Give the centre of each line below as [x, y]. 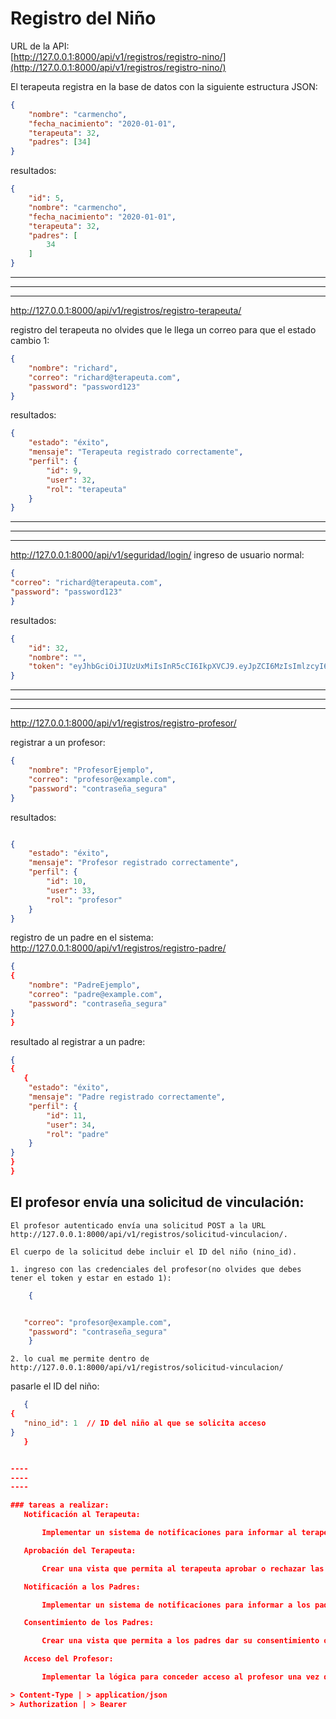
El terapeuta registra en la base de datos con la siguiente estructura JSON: [164, 86]
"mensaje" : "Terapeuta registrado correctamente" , [136, 452]
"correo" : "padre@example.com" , [95, 995]
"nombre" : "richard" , [73, 368]
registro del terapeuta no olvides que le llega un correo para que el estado [163, 330]
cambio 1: [30, 341]
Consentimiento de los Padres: [89, 1623]
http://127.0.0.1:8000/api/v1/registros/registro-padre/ [118, 948]
